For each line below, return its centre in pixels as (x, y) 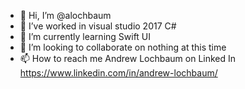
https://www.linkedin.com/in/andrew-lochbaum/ (118, 73)
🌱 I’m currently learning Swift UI (85, 36)
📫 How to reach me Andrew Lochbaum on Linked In (128, 58)
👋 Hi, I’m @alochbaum (65, 15)
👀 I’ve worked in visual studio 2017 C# (98, 26)
